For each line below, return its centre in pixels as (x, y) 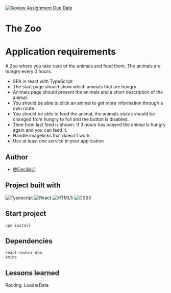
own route (23, 108)
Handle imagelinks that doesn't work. (52, 136)
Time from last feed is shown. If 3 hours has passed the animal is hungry (89, 125)
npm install (18, 225)
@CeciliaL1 (24, 169)
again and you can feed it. (40, 130)
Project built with (33, 186)
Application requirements (61, 52)
